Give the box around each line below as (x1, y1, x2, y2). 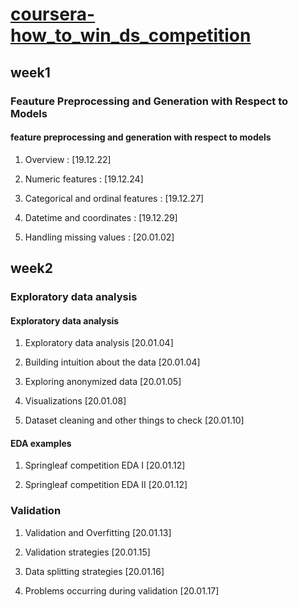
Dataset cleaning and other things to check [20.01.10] (24, 414, 245, 427)
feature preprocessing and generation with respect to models (10, 131, 272, 143)
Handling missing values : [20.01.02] (24, 231, 175, 243)
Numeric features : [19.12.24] (24, 173, 144, 185)
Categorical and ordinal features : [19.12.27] (24, 192, 205, 204)
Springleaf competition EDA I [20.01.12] (24, 459, 186, 472)
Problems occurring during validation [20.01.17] (24, 584, 220, 597)
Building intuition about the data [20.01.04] (24, 356, 201, 368)
